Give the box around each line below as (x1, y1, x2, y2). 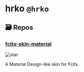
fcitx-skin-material (5, 40, 52, 47)
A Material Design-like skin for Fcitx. (5, 61, 80, 67)
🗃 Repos (5, 23, 33, 32)
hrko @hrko (5, 3, 49, 14)
